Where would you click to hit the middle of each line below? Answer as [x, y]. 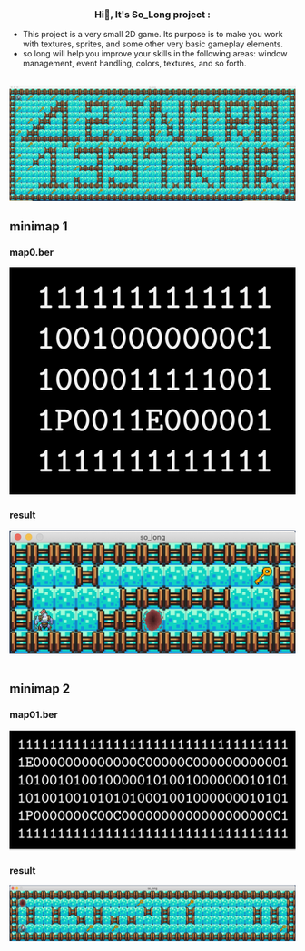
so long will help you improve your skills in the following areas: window [155, 54]
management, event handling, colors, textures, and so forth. [134, 64]
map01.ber [34, 715]
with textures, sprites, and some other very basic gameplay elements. [153, 44]
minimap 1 [39, 226]
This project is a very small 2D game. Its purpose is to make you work [152, 35]
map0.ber [32, 252]
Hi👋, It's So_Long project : [152, 15]
